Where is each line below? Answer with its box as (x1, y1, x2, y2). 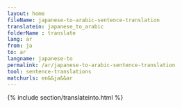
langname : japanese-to (7, 55, 73, 62)
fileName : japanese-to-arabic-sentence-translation (7, 17, 160, 24)
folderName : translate (7, 29, 76, 37)
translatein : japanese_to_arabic (7, 23, 104, 30)
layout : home (7, 10, 45, 17)
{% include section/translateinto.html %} (7, 93, 124, 102)
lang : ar (7, 36, 33, 43)
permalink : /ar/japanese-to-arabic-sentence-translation (7, 62, 176, 69)
